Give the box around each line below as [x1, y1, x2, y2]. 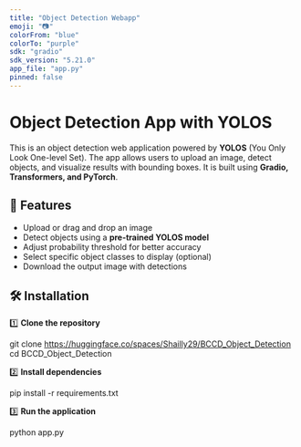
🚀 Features [9, 198, 72, 213]
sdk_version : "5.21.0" [9, 56, 96, 65]
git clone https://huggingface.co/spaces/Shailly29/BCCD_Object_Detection [9, 338, 292, 349]
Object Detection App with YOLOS [9, 111, 273, 132]
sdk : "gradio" [9, 47, 64, 57]
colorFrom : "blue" [9, 30, 79, 39]
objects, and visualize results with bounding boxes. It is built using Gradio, [9, 161, 289, 172]
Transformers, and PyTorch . [9, 171, 119, 182]
